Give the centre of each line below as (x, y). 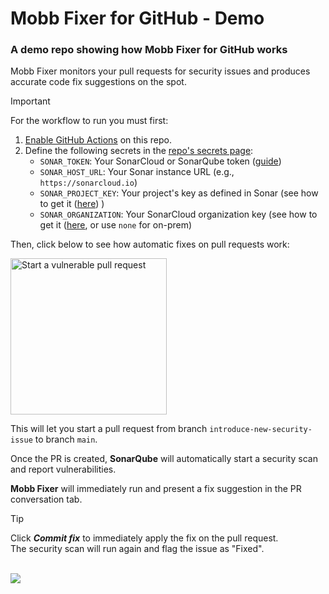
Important (30, 101)
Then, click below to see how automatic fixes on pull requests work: (150, 244)
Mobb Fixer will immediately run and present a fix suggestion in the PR (156, 489)
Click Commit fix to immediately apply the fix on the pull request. (144, 538)
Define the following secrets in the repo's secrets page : (139, 151)
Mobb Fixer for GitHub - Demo (137, 18)
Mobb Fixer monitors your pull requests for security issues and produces (160, 71)
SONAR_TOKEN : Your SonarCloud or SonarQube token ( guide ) (160, 161)
